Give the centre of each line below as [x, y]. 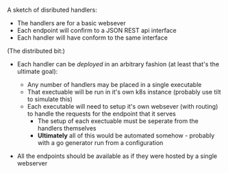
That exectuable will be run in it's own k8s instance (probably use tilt [124, 92]
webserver [32, 163]
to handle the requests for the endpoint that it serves [101, 114]
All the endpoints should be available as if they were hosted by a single [117, 156]
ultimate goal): [37, 71]
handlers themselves [67, 128]
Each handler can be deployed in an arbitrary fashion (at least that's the [118, 64]
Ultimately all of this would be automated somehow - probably [126, 135]
